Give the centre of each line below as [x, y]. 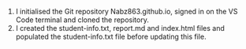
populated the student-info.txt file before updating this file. [111, 36]
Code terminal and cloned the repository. [82, 20]
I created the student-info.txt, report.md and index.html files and [120, 28]
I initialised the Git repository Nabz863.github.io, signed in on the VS [127, 11]
